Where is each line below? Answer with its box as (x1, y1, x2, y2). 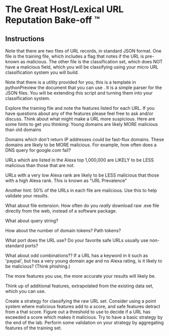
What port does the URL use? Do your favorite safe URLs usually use (5, 237, 148, 243)
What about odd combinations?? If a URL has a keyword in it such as (5, 253, 148, 259)
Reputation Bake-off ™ (5, 14, 100, 26)
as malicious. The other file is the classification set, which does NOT (20, 59, 163, 64)
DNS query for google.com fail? (5, 147, 71, 153)
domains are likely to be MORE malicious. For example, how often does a (5, 142, 157, 148)
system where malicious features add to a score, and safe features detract (5, 304, 160, 309)
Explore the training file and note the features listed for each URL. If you (5, 105, 155, 111)
